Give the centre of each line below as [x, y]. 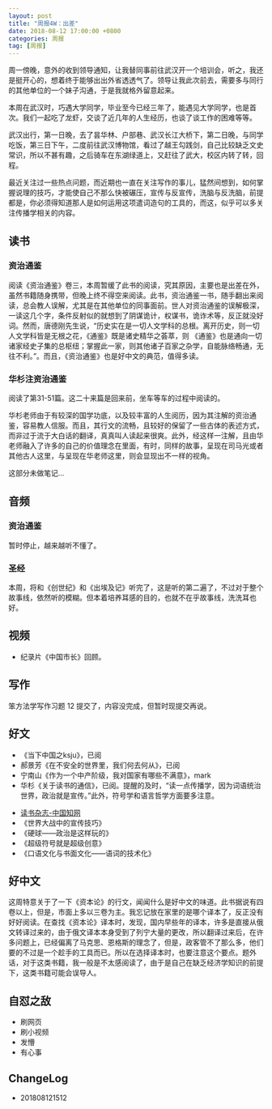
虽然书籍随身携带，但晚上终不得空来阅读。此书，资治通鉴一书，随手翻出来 [132, 295]
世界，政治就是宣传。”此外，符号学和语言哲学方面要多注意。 [119, 795]
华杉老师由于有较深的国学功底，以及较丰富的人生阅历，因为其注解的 [122, 416]
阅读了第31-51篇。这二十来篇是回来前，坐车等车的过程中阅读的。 [117, 399]
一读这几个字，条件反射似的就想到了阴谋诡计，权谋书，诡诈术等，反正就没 [132, 315]
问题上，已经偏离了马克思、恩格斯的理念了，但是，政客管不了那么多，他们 [139, 943]
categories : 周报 [36, 38]
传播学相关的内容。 [47, 213]
